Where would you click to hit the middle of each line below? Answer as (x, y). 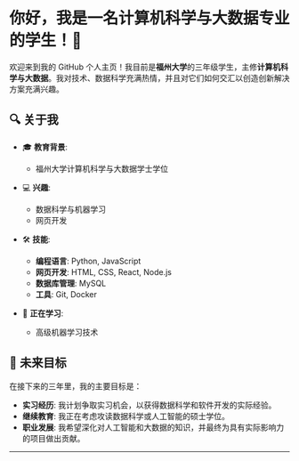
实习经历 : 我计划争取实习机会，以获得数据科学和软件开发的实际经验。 (149, 405)
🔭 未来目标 (38, 363)
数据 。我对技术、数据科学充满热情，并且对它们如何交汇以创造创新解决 (161, 77)
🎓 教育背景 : (45, 147)
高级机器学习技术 (67, 332)
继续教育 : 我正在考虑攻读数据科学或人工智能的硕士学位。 (125, 416)
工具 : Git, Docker (66, 294)
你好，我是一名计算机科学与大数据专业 (150, 18)
